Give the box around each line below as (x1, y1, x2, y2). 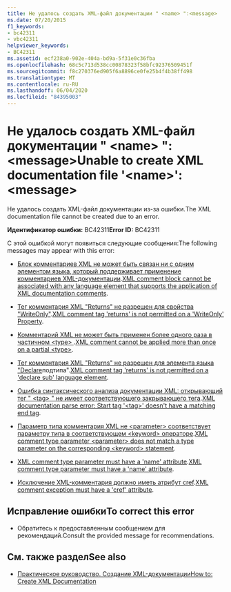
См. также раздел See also (7, 551, 126, 563)
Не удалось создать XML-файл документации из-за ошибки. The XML (7, 204, 212, 213)
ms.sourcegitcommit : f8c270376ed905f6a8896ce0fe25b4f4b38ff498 (7, 68, 193, 75)
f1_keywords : (7, 23, 45, 30)
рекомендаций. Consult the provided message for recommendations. (17, 531, 214, 540)
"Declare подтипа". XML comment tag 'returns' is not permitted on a (17, 365, 209, 374)
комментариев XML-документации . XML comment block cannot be (17, 274, 212, 283)
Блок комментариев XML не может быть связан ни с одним (17, 260, 194, 268)
